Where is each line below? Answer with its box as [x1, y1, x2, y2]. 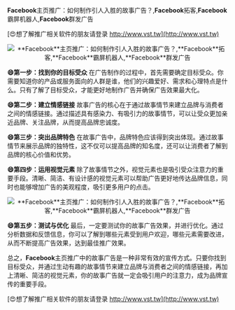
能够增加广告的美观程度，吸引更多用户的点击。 [19, 183, 155, 191]
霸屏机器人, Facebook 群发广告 [7, 15, 94, 23]
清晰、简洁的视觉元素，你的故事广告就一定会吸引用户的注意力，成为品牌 [13, 272, 222, 279]
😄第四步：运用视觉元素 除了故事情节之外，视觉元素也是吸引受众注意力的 [7, 165, 218, 174]
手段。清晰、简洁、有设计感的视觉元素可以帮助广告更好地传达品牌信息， [13, 174, 222, 182]
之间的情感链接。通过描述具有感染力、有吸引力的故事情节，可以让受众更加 [7, 109, 222, 118]
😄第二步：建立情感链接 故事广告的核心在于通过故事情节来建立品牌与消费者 [7, 101, 224, 108]
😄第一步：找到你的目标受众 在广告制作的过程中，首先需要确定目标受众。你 [7, 69, 224, 76]
